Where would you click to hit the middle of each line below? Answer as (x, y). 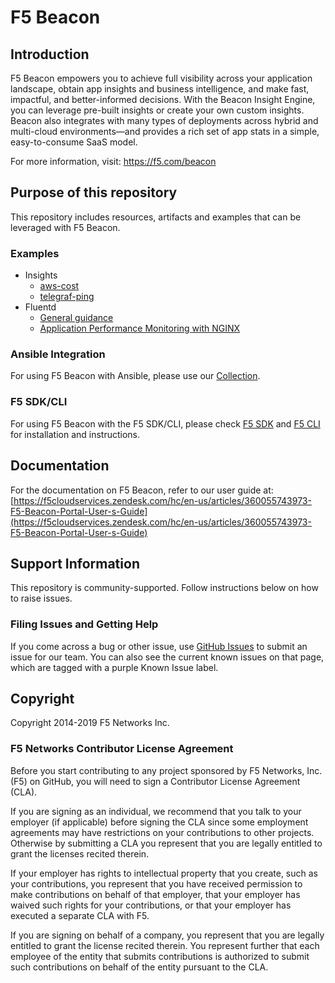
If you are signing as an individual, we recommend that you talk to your (156, 811)
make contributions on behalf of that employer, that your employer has (155, 894)
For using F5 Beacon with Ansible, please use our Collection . (135, 376)
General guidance (76, 318)
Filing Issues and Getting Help (84, 624)
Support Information (75, 563)
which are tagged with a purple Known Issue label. (114, 667)
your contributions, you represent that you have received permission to (156, 883)
